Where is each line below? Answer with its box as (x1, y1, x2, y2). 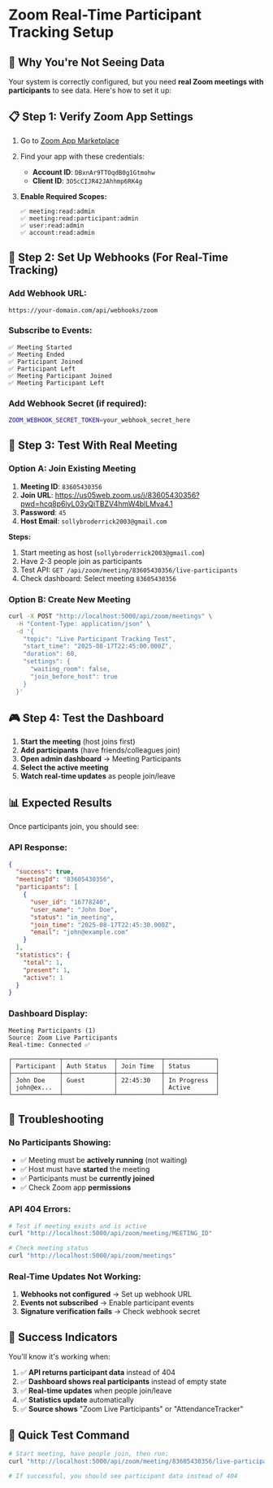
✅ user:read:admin (19, 221, 84, 229)
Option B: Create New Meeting (8, 593, 132, 605)
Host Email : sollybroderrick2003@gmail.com (19, 516, 167, 526)
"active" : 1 (23, 974, 63, 982)
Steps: (8, 531, 31, 541)
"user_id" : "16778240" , (29, 898, 111, 906)
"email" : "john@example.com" (29, 928, 129, 936)
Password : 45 (19, 507, 67, 517)
